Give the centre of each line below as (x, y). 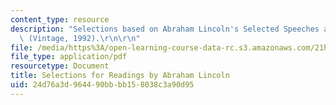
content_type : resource (60, 19)
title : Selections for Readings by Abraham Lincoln (120, 76)
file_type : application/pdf (69, 57)
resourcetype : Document (60, 66)
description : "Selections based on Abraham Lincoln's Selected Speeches (165, 29)
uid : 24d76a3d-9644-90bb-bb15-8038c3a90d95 (102, 85)
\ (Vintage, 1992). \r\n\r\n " (80, 38)
